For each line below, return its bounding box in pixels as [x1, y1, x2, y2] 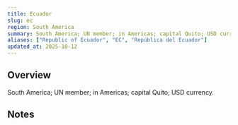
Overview [7, 69, 52, 81]
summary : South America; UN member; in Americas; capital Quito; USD [7, 30, 217, 37]
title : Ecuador [7, 10, 52, 18]
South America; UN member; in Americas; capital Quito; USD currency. [7, 88, 215, 96]
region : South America [7, 23, 74, 30]
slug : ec [7, 17, 33, 24]
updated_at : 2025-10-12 [7, 43, 78, 50]
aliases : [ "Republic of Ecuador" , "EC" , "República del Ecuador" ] [7, 37, 208, 44]
